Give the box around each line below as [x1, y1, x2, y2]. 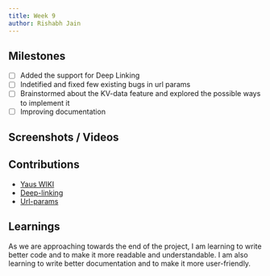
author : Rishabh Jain [8, 19, 81, 27]
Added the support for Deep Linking [19, 70, 140, 81]
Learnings [8, 220, 60, 234]
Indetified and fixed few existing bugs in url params [19, 80, 191, 90]
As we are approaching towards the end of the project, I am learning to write [8, 241, 262, 251]
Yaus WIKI [19, 179, 55, 189]
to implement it [19, 98, 70, 107]
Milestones [8, 49, 66, 63]
